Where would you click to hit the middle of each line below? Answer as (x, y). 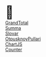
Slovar (12, 33)
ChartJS (14, 44)
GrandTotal (17, 23)
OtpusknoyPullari (23, 39)
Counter (14, 49)
